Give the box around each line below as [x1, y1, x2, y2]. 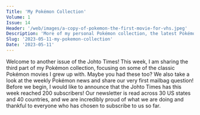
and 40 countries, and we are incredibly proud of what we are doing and [6, 95, 184, 103]
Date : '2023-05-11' [6, 42, 55, 48]
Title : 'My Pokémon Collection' [6, 8, 86, 15]
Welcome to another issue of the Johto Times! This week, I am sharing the [6, 57, 189, 65]
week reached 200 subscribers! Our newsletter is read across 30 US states [6, 90, 191, 97]
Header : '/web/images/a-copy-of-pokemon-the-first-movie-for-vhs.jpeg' [6, 25, 187, 31]
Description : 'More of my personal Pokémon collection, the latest [6, 31, 177, 37]
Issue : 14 [6, 20, 31, 25]
